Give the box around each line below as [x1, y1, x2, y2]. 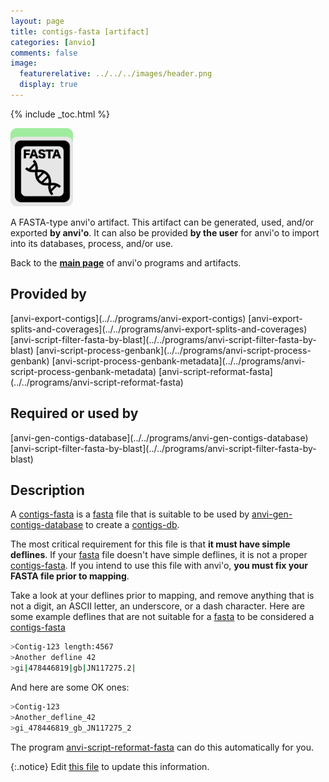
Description [10, 481, 85, 499]
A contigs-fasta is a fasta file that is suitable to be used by [10, 508, 250, 520]
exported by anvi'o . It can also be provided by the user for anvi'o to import [10, 226, 320, 239]
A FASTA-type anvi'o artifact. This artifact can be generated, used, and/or [10, 216, 315, 228]
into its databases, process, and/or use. [10, 237, 174, 249]
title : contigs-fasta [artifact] [10, 26, 150, 37]
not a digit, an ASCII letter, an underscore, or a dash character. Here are [10, 600, 305, 612]
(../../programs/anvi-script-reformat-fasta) [10, 376, 184, 388]
